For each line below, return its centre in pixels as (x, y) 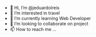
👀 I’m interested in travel (35, 13)
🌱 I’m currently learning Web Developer (50, 18)
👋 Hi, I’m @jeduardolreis (35, 8)
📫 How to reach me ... (33, 29)
